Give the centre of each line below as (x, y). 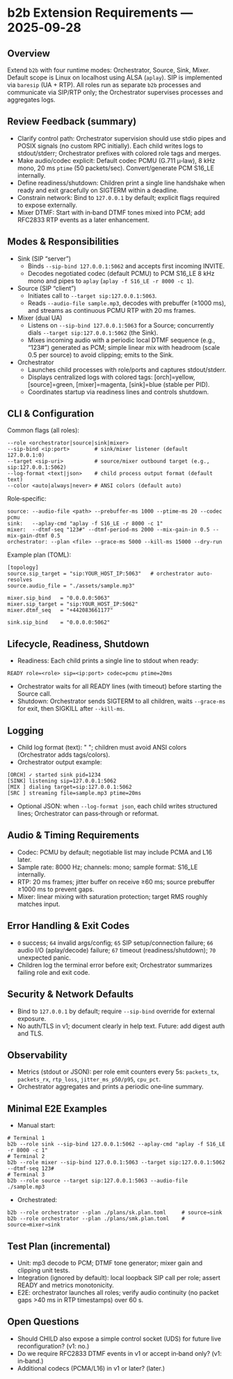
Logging (25, 731)
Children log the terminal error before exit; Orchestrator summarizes (115, 965)
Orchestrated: (37, 1200)
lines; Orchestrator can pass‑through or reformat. (88, 814)
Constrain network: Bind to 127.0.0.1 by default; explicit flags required (119, 197)
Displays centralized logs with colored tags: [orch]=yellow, (111, 377)
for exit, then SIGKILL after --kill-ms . (71, 709)
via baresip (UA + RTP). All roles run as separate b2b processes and (104, 85)
